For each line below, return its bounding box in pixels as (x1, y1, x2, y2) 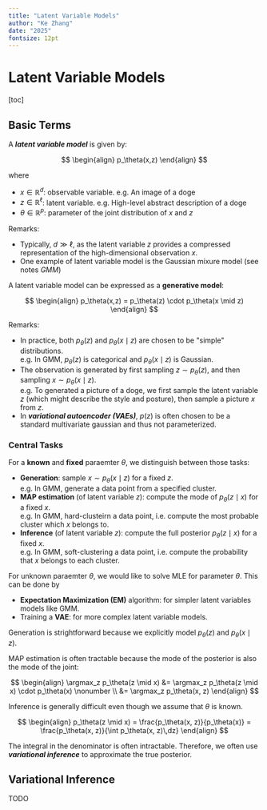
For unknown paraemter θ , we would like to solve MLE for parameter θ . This (8, 571, 258, 580)
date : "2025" (8, 26, 52, 34)
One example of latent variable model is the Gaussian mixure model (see (19, 256, 259, 266)
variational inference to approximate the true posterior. (8, 749, 192, 759)
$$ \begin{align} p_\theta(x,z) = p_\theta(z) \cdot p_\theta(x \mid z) (25, 295, 244, 305)
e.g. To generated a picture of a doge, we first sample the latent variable (19, 386, 258, 395)
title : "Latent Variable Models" (8, 11, 120, 20)
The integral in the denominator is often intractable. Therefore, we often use (8, 741, 258, 751)
